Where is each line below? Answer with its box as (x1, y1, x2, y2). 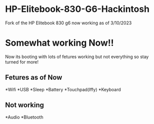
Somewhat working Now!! (5, 37, 114, 49)
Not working (5, 101, 45, 110)
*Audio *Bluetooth (5, 114, 44, 120)
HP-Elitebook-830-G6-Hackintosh (5, 3, 150, 15)
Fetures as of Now (5, 73, 62, 82)
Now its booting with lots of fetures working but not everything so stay (5, 54, 149, 60)
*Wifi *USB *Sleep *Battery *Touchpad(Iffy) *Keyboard (5, 86, 121, 92)
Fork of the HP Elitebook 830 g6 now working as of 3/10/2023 (5, 20, 132, 26)
